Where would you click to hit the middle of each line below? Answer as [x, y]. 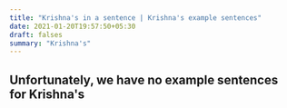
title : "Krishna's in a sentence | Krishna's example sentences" [135, 18]
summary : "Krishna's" [50, 43]
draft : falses [36, 34]
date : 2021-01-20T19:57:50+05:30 [73, 26]
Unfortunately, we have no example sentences [144, 79]
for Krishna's [47, 94]
